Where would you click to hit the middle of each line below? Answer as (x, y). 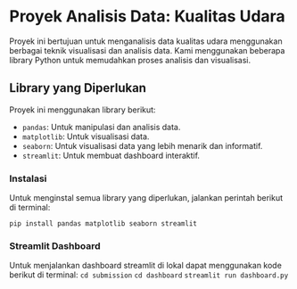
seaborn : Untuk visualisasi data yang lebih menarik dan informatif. (142, 145)
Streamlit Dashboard (55, 245)
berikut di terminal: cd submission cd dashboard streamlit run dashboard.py (149, 275)
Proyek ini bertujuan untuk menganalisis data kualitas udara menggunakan (146, 41)
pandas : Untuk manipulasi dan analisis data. (101, 127)
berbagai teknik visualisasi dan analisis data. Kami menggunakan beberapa (147, 50)
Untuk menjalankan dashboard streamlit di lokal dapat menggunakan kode (146, 266)
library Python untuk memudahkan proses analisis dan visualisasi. (130, 60)
